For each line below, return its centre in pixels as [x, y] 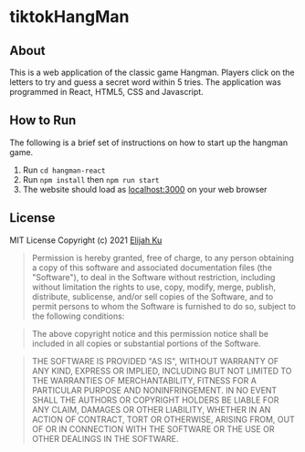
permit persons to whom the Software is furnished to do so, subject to [164, 306]
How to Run [43, 121]
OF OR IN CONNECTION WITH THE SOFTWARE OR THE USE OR [153, 429]
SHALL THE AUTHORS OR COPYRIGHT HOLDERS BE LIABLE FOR [155, 400]
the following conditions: [78, 316]
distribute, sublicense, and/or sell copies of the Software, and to [152, 296]
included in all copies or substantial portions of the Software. [146, 343]
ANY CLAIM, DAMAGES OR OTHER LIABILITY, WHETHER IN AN [151, 409]
